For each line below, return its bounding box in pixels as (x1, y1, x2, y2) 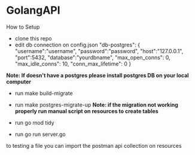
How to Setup (6, 23, 40, 30)
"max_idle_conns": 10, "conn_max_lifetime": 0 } (14, 60, 132, 67)
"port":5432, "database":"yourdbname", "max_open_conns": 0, (14, 54, 170, 61)
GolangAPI (6, 4, 61, 17)
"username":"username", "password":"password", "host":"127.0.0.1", (14, 47, 184, 54)
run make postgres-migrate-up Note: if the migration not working (14, 101, 178, 108)
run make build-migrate (14, 89, 73, 97)
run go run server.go (14, 131, 66, 138)
